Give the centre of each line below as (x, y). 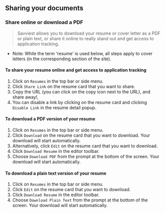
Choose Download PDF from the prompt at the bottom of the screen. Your (86, 157)
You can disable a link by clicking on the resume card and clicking (80, 102)
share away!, (25, 97)
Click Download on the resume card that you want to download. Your (81, 135)
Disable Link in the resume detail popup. (54, 107)
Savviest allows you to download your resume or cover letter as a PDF (89, 33)
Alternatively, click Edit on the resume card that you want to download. (85, 146)
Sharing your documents (44, 8)
